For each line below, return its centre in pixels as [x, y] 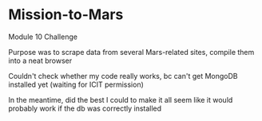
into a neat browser [40, 60]
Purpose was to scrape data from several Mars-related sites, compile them [131, 52]
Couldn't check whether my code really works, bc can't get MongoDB [123, 76]
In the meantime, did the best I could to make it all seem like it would [121, 100]
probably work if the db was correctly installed [85, 108]
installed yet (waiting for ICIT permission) [76, 84]
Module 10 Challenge [43, 37]
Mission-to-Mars [66, 15]
